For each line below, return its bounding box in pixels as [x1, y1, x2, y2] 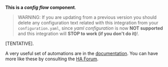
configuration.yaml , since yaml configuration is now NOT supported [17, 25, 163, 31]
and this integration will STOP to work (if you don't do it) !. [17, 31, 139, 36]
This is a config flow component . [5, 5, 76, 10]
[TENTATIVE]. [5, 40, 34, 47]
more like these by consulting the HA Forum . [5, 56, 99, 62]
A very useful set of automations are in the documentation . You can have [5, 51, 158, 56]
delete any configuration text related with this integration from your [17, 20, 159, 26]
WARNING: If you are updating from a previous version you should [17, 14, 157, 20]
